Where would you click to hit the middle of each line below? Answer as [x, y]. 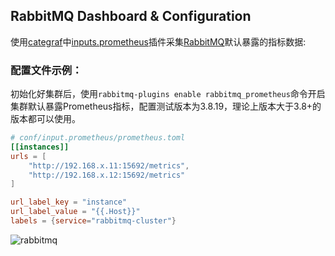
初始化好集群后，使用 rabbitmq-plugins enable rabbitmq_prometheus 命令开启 [168, 94]
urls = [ [28, 156]
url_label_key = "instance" [69, 202]
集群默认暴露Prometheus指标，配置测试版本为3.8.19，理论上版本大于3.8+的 [166, 106]
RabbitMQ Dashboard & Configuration [131, 16]
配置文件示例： [46, 70]
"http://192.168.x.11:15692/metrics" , [109, 165]
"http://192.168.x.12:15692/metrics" [107, 175]
